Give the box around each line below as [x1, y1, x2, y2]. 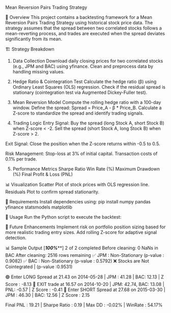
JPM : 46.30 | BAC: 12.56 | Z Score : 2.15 [5, 292, 90, 298]
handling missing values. [12, 69, 65, 74]
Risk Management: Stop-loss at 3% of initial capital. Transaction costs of [5, 150, 158, 156]
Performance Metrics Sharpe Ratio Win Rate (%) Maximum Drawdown [12, 166, 160, 172]
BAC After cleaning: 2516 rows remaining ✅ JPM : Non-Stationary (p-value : [5, 252, 164, 258]
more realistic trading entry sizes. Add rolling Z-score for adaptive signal [5, 229, 157, 235]
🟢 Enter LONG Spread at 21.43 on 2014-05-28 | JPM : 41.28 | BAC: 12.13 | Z [5, 274, 164, 280]
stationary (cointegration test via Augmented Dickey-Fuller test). [12, 89, 148, 95]
